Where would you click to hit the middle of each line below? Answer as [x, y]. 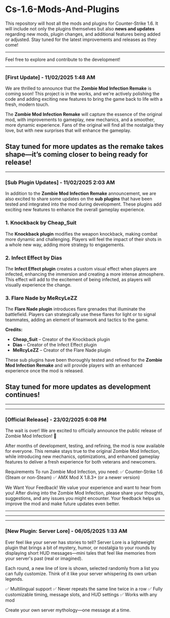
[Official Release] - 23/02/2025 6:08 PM [56, 419]
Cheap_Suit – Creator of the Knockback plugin [61, 339]
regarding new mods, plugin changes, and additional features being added [83, 34]
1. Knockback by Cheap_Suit [41, 223]
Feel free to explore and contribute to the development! [63, 59]
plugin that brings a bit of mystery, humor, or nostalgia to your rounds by [81, 548]
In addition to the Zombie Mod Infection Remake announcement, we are [81, 194]
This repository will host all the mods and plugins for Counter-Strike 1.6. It [82, 23]
